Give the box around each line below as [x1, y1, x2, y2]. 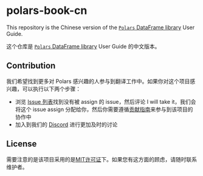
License [6, 139, 37, 149]
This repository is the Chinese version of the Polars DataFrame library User [6, 24, 195, 31]
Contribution [6, 61, 56, 71]
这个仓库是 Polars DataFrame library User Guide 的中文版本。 [6, 42, 160, 50]
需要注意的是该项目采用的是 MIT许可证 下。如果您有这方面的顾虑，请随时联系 [6, 155, 198, 163]
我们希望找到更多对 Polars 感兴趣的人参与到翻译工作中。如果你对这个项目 [6, 77, 190, 85]
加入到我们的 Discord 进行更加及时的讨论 [15, 121, 118, 128]
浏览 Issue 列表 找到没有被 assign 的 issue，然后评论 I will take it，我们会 [15, 98, 196, 105]
